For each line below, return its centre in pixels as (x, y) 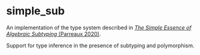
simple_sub (36, 11)
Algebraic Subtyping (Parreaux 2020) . (54, 33)
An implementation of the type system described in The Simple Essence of (99, 27)
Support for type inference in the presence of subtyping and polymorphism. (100, 45)
